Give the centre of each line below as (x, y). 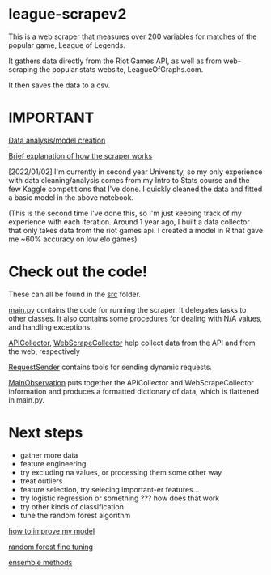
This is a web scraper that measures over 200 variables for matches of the (133, 36)
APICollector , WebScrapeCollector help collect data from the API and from (132, 343)
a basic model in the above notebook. (71, 197)
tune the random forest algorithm (75, 515)
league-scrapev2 (68, 14)
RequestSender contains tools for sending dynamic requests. (110, 367)
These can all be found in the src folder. (75, 294)
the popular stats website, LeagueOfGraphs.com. (121, 69)
